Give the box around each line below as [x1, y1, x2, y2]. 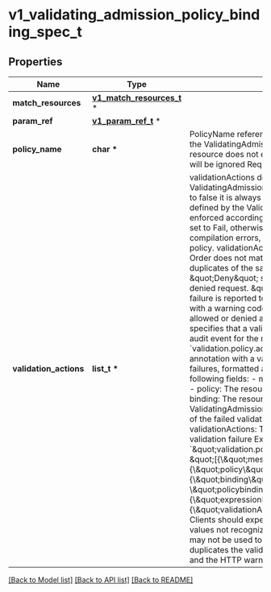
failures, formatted [189, 363, 260, 374]
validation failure [189, 433, 252, 445]
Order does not [189, 252, 248, 263]
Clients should [189, 514, 244, 525]
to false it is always [189, 192, 261, 203]
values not [189, 524, 229, 535]
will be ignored [189, 159, 246, 170]
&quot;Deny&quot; [189, 272, 259, 284]
